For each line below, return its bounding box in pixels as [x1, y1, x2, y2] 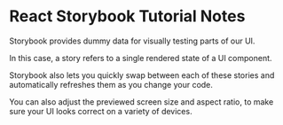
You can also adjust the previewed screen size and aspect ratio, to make [9, 96, 274, 107]
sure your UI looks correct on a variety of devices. [9, 105, 193, 116]
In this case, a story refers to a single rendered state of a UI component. [9, 52, 272, 63]
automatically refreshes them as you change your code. [9, 79, 213, 90]
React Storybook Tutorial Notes [9, 6, 246, 27]
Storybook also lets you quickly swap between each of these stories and [9, 69, 275, 81]
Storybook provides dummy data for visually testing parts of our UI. [9, 35, 255, 46]
